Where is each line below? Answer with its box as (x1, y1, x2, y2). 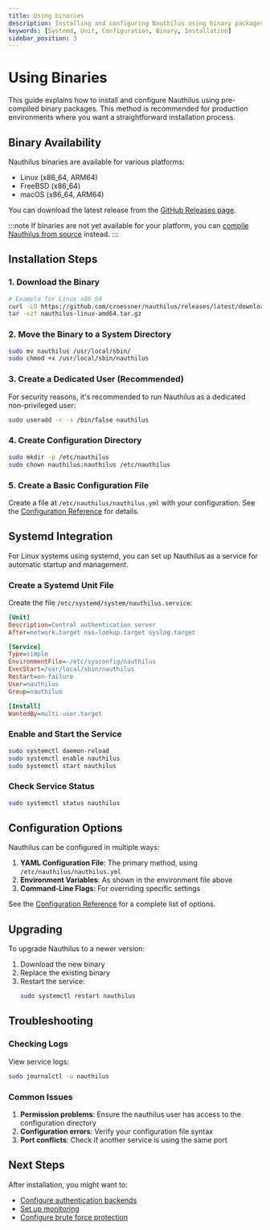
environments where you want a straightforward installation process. (8, 112, 235, 122)
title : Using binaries (8, 11, 84, 20)
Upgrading (8, 922, 63, 936)
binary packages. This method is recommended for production (40, 104, 248, 113)
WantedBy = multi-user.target (8, 709, 103, 717)
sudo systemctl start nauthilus (8, 762, 117, 770)
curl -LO (8, 302, 38, 310)
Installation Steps (8, 252, 98, 266)
